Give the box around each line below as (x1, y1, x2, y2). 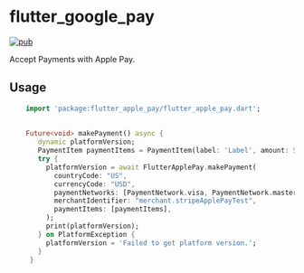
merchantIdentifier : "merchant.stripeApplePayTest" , (53, 196, 257, 205)
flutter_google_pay (9, 6, 156, 27)
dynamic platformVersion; (37, 137, 136, 146)
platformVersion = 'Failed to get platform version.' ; (45, 238, 257, 248)
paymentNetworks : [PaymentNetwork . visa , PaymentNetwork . (53, 188, 273, 197)
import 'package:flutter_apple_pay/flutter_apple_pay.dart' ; (25, 104, 261, 113)
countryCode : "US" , (53, 171, 128, 180)
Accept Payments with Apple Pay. (9, 53, 136, 64)
